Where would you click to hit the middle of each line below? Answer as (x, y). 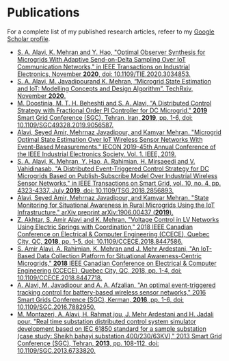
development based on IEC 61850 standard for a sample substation (111, 328)
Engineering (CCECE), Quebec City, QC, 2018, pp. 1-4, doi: (99, 270)
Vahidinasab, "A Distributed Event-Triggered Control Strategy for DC (113, 169)
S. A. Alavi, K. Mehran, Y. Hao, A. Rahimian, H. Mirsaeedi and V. (106, 161)
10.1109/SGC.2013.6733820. (56, 350)
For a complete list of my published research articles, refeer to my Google (111, 32)
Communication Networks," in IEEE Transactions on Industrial (103, 66)
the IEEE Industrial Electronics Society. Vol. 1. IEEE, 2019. (96, 154)
